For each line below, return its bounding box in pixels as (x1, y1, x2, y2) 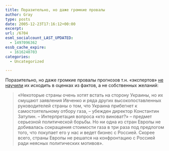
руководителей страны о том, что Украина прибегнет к (17, 103, 138, 109)
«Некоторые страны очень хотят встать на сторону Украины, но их (17, 92, 163, 98)
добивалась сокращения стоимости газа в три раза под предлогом (17, 124, 164, 130)
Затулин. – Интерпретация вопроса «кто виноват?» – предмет (17, 114, 152, 120)
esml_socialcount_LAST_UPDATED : (5, 36, 73, 41)
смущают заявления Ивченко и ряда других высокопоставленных (17, 98, 162, 104)
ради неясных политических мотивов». (17, 140, 104, 146)
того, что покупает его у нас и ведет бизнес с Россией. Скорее (17, 129, 155, 136)
